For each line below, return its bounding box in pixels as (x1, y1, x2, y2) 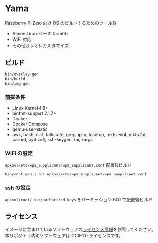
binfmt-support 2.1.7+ (12, 110, 57, 116)
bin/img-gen (5, 81, 30, 86)
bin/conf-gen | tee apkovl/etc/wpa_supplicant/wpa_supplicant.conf (5, 172, 147, 176)
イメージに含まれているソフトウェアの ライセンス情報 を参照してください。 (5, 226, 157, 232)
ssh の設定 (5, 184, 31, 191)
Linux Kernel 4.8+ (12, 105, 48, 111)
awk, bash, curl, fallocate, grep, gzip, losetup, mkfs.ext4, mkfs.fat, (12, 131, 147, 137)
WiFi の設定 (5, 150, 33, 157)
